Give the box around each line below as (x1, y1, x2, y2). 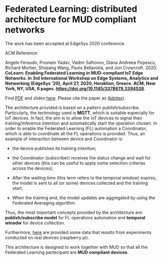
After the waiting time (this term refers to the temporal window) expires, (12, 175, 157, 181)
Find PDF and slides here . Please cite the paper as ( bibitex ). (5, 95, 126, 101)
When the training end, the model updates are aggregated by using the (12, 195, 156, 201)
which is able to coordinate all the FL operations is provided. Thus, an (5, 130, 145, 136)
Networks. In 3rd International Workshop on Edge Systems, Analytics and (5, 75, 158, 81)
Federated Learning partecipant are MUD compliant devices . (5, 249, 129, 255)
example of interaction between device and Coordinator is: (5, 136, 123, 142)
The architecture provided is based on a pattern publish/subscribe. (5, 104, 140, 110)
